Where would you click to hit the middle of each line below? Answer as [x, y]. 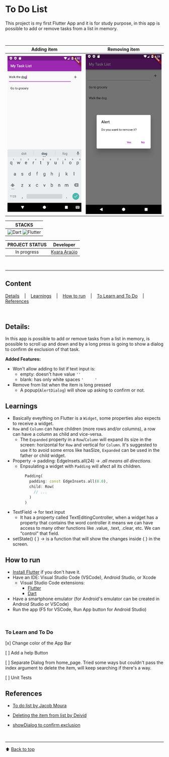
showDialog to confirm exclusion [46, 725]
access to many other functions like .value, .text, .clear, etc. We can [90, 528]
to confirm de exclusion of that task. [43, 349]
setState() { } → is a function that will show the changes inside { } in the [87, 539]
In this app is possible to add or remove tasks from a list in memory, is [77, 339]
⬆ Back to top [20, 749]
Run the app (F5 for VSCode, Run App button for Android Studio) [79, 610]
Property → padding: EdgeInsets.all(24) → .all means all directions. [82, 461]
